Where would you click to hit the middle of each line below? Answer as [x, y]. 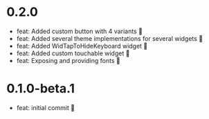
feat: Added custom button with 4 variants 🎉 [80, 31]
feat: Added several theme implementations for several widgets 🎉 [110, 38]
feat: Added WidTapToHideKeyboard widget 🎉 [82, 46]
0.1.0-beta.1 [41, 89]
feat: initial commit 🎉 [46, 107]
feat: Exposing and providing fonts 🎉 [68, 60]
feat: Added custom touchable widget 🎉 [73, 53]
